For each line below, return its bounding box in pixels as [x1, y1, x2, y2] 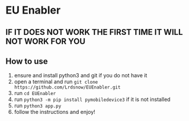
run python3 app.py [14, 102, 62, 109]
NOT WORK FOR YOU [5, 36, 86, 46]
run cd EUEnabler [14, 90, 56, 97]
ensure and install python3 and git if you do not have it [14, 72, 148, 79]
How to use [5, 56, 48, 66]
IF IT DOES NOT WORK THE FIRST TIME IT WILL [5, 27, 183, 37]
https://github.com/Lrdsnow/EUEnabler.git [14, 84, 121, 90]
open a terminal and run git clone [14, 78, 98, 86]
